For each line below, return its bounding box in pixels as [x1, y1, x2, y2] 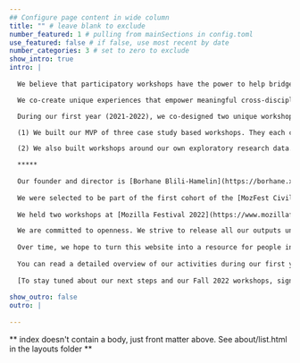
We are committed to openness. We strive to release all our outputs [17, 226, 281, 235]
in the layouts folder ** [9, 343, 93, 354]
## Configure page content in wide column [9, 13, 170, 22]
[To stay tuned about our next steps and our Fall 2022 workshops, [17, 276, 274, 285]
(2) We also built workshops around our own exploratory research [17, 144, 270, 153]
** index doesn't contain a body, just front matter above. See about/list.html [9, 333, 287, 344]
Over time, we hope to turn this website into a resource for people [17, 243, 281, 252]
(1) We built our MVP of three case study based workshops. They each [17, 128, 286, 137]
